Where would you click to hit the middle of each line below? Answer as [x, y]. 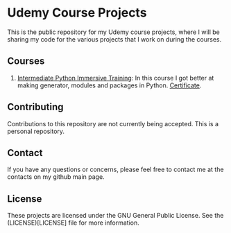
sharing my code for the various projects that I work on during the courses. [114, 39]
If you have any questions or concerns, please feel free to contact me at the [115, 170]
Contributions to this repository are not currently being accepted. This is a [113, 123]
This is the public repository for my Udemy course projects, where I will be [114, 32]
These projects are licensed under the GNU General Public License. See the [115, 216]
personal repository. [36, 131]
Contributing [35, 107]
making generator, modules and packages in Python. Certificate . [109, 85]
